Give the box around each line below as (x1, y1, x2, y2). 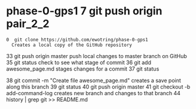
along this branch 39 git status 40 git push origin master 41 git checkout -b (6, 83, 191, 90)
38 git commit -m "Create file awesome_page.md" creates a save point (6, 77, 181, 84)
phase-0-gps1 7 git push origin (6, 4, 163, 18)
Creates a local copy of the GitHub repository (11, 42, 133, 48)
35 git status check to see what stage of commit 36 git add (6, 59, 151, 66)
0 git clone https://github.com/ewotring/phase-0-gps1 (6, 37, 148, 43)
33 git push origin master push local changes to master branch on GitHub (6, 52, 187, 59)
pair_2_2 (6, 17, 50, 31)
